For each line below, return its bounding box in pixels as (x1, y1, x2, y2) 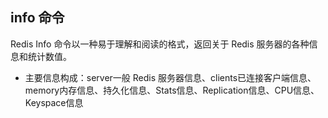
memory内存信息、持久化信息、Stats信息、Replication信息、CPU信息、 (24, 84, 320, 96)
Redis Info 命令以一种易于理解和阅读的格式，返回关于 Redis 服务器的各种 (10, 38, 310, 50)
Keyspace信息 (24, 96, 84, 108)
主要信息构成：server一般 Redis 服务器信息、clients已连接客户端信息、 (24, 71, 317, 83)
